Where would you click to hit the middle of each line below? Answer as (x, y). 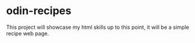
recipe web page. (28, 33)
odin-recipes (39, 11)
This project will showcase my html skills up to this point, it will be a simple (98, 27)
